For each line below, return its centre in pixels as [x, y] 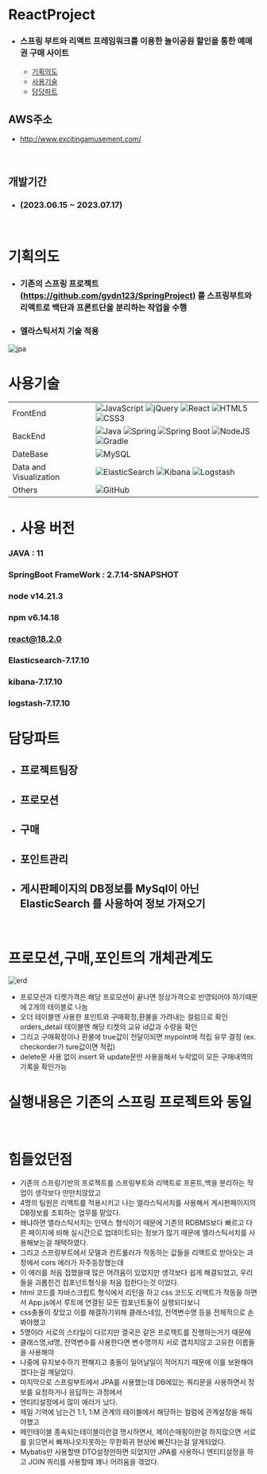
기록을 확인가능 [43, 1067]
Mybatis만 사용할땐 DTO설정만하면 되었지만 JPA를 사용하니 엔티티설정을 [132, 1452]
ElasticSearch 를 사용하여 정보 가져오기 [112, 904]
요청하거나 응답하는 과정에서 [78, 1392]
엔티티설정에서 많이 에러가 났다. [68, 1402]
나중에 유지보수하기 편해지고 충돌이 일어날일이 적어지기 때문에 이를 [123, 1362]
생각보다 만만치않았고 [68, 1193]
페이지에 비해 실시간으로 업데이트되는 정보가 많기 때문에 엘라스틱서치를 [138, 1232]
